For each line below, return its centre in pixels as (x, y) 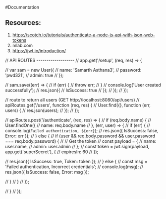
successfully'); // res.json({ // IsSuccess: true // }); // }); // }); (67, 90)
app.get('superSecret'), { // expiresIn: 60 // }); (52, 152)
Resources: (23, 23)
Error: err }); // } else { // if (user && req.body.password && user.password (80, 136)
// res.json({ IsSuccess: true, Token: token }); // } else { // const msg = (76, 161)
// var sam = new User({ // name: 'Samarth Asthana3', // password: (73, 70)
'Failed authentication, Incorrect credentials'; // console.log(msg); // (74, 167)
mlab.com (23, 45)
